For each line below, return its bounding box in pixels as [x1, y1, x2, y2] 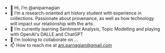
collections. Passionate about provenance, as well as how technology [10, 15, 154, 21]
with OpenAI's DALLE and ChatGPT [10, 31, 84, 37]
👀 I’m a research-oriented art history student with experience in [10, 10, 142, 16]
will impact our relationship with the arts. [10, 20, 95, 26]
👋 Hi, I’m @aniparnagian [10, 5, 60, 10]
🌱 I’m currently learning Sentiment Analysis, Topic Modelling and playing [10, 26, 160, 32]
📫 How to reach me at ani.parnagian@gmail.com [10, 42, 112, 48]
